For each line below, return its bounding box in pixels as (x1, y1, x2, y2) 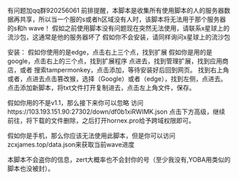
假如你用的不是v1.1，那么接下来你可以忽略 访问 (7, 99, 144, 107)
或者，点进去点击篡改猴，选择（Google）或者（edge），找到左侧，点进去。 (7, 75, 227, 83)
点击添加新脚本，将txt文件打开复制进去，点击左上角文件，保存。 (7, 84, 196, 92)
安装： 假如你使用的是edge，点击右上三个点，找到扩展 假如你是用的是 (7, 48, 213, 56)
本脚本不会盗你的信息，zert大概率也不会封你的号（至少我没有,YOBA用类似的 (7, 156, 231, 163)
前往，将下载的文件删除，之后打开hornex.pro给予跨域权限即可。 (7, 116, 195, 124)
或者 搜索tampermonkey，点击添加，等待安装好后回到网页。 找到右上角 (19, 66, 229, 74)
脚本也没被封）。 (7, 164, 55, 173)
